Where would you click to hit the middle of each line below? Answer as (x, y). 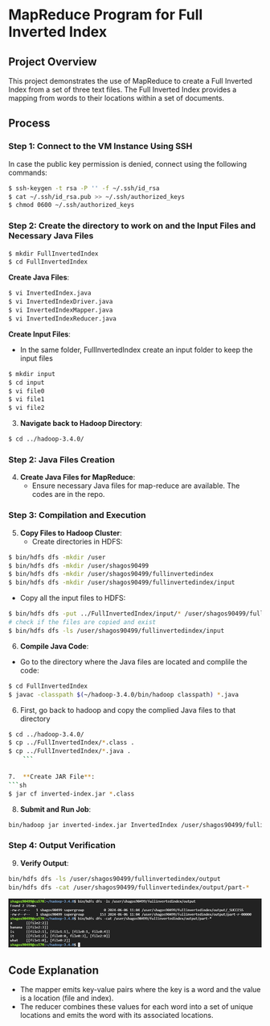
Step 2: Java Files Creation (61, 460)
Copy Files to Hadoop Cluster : (71, 532)
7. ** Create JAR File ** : (51, 776)
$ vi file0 (27, 391)
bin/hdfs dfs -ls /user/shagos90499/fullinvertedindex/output (115, 879)
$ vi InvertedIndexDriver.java (61, 302)
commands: (28, 172)
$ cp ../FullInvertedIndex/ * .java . (70, 751)
